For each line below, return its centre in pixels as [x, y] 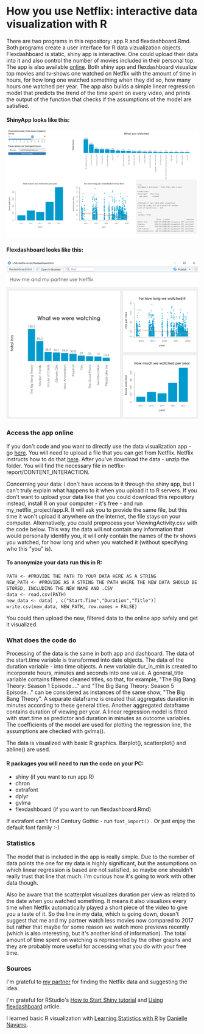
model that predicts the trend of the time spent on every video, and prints [98, 93]
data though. [22, 882]
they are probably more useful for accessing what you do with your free [97, 946]
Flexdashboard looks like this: [45, 250]
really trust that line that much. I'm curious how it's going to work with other [101, 876]
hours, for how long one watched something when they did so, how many [98, 80]
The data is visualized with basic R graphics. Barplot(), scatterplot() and [96, 743]
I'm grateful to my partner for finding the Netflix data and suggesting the [97, 982]
